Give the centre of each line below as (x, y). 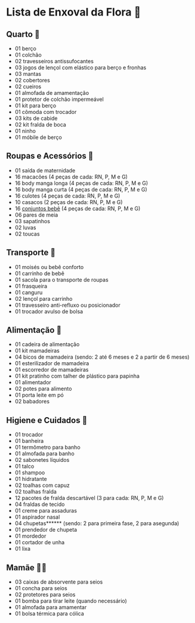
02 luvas (25, 227)
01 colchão (28, 55)
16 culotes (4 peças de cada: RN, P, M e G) (67, 196)
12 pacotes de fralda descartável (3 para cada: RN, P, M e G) (89, 498)
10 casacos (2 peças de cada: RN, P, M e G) (69, 202)
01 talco (24, 466)
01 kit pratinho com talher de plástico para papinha (77, 376)
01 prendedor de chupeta (46, 530)
